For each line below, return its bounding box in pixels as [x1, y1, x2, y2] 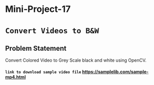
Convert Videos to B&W [5, 26, 99, 36]
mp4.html [5, 74, 26, 80]
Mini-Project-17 [5, 3, 71, 15]
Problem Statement [5, 44, 67, 53]
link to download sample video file [5, 70, 81, 75]
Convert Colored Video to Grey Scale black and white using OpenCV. [5, 57, 147, 63]
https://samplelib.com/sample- [82, 69, 149, 75]
